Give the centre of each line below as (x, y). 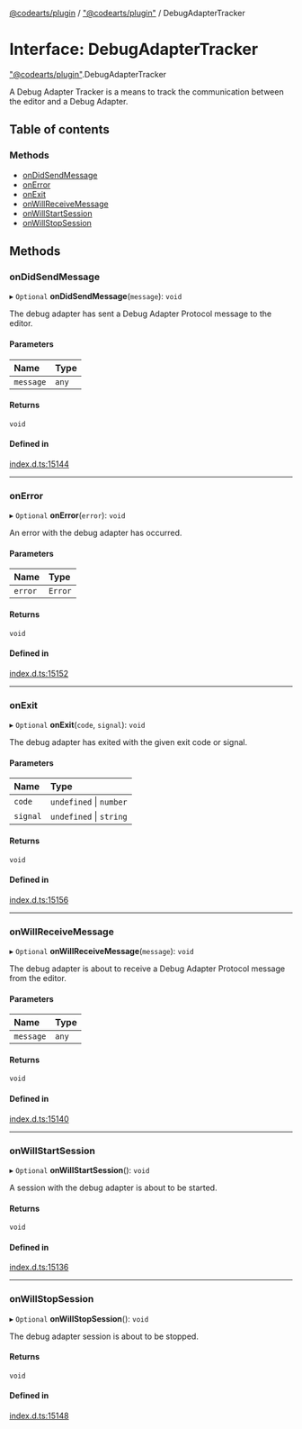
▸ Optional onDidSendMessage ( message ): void (96, 296)
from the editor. (38, 978)
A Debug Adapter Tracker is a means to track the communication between (147, 91)
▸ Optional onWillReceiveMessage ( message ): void (102, 951)
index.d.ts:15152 (39, 673)
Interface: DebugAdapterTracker (134, 50)
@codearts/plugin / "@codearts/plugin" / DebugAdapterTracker (127, 13)
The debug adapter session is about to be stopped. (104, 1336)
